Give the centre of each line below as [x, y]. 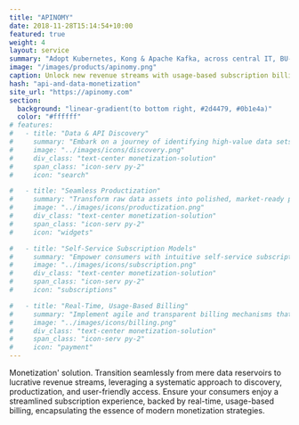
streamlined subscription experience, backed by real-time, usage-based [141, 401]
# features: [31, 126]
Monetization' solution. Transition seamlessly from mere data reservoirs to [145, 372]
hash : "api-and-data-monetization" [75, 84]
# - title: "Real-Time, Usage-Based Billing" [99, 306]
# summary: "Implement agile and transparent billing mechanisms [141, 314]
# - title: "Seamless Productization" [85, 191]
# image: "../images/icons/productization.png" [107, 208]
